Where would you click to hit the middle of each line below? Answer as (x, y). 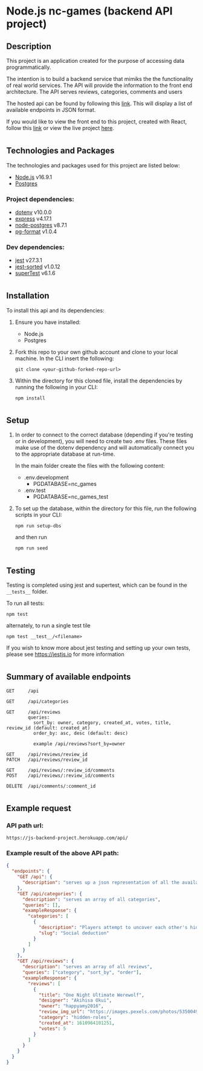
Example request (39, 808)
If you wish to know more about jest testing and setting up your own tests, (98, 648)
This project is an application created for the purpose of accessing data (95, 61)
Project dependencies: (40, 199)
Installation (28, 296)
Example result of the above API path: (63, 853)
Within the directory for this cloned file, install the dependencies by (98, 380)
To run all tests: (25, 603)
